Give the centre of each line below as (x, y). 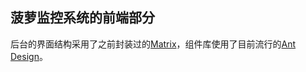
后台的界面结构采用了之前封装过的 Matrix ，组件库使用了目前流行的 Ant (153, 44)
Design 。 (29, 56)
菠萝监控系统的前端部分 (82, 18)
